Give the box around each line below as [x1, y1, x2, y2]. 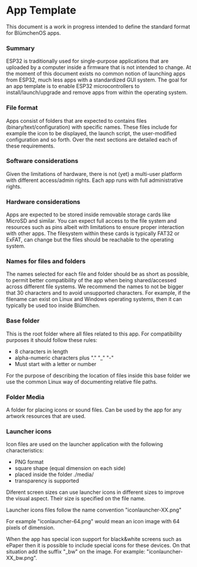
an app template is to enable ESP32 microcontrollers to [6, 83, 140, 90]
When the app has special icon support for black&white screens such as [6, 536, 182, 543]
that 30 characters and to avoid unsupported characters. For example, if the [6, 289, 191, 296]
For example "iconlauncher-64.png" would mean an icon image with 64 [6, 518, 180, 525]
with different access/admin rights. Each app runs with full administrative [6, 177, 183, 184]
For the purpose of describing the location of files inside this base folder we [6, 372, 191, 379]
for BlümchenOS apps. [6, 29, 61, 36]
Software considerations [6, 157, 78, 165]
